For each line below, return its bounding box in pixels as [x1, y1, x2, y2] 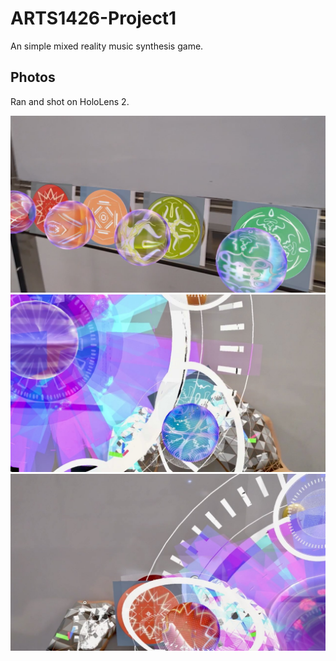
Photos [10, 69, 56, 86]
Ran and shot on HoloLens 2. [10, 95, 130, 107]
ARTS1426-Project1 [10, 7, 177, 30]
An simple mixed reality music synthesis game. [10, 40, 204, 52]
